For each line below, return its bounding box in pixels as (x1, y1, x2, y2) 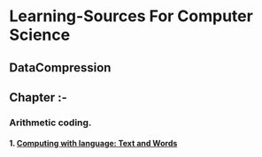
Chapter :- (9, 90, 68, 105)
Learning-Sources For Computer (9, 6, 254, 26)
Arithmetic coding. (9, 116, 92, 129)
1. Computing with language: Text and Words (9, 138, 178, 149)
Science (9, 25, 71, 45)
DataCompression (9, 60, 112, 75)
